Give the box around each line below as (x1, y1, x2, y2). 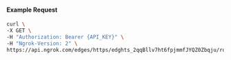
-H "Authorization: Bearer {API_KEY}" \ (6, 33, 125, 41)
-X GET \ (6, 28, 32, 34)
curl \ (6, 21, 26, 28)
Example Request (6, 6, 58, 14)
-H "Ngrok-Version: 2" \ (6, 40, 78, 47)
